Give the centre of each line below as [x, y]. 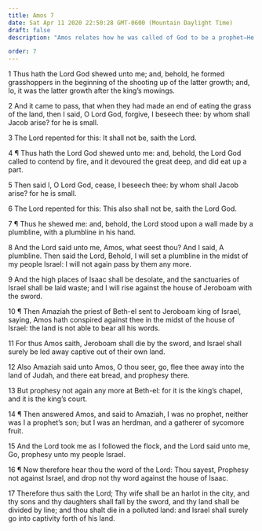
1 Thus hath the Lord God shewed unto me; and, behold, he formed [116, 74]
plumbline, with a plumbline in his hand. [72, 232]
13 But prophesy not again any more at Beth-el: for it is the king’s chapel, [126, 391]
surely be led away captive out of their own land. [87, 352]
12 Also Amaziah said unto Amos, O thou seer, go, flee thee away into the [126, 367]
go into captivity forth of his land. [62, 518]
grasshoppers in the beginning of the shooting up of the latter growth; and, [129, 83]
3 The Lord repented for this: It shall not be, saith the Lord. [103, 138]
